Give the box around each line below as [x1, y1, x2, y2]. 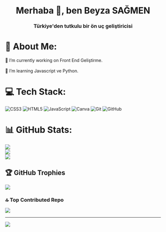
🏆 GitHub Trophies [5, 169, 66, 177]
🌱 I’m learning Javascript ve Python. [5, 68, 79, 74]
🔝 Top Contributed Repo [5, 196, 64, 203]
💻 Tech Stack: [5, 86, 66, 98]
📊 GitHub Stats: [5, 124, 73, 136]
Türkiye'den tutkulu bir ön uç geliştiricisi [33, 23, 133, 30]
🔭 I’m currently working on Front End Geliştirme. [5, 58, 103, 63]
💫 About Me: [5, 41, 57, 52]
